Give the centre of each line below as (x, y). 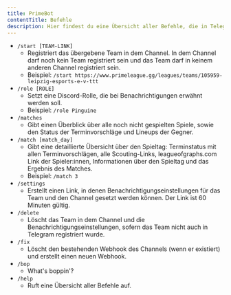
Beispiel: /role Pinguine (62, 110)
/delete (28, 213)
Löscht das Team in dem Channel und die (86, 220)
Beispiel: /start (49, 75)
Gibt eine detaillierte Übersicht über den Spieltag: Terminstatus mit (122, 147)
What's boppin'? (51, 271)
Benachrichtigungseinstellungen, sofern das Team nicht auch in (118, 227)
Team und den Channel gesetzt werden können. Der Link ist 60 (117, 198)
